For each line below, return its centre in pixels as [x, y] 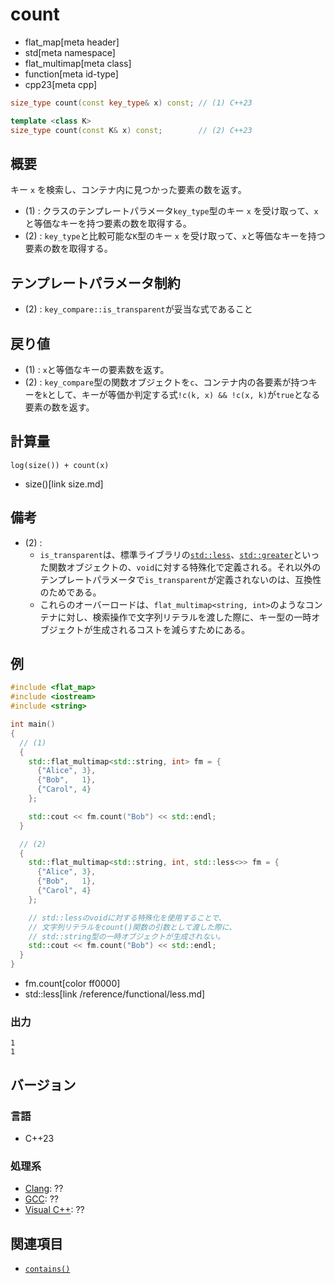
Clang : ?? [44, 1189]
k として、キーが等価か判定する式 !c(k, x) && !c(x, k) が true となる [181, 394]
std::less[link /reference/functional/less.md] [115, 994]
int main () [33, 724]
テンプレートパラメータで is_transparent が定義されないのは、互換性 [180, 579]
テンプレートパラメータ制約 [95, 283]
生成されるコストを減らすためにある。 [171, 629]
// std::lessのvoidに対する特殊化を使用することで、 [127, 918]
